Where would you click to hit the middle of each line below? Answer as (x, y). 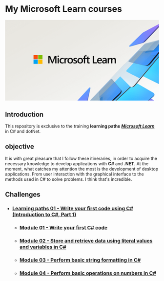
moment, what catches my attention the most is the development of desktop (82, 169)
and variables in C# (43, 247)
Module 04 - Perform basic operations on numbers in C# (88, 273)
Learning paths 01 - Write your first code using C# (72, 209)
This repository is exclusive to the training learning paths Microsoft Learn (80, 126)
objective (20, 147)
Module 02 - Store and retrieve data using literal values (86, 241)
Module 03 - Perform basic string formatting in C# (80, 260)
